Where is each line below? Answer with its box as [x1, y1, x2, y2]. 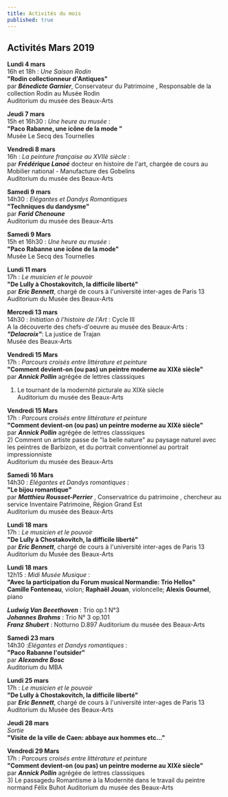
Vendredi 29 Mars [7, 747, 60, 755]
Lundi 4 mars [7, 60, 46, 69]
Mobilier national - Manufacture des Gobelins [7, 167, 135, 175]
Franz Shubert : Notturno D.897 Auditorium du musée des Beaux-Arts [7, 620, 205, 629]
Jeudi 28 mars [7, 719, 49, 728]
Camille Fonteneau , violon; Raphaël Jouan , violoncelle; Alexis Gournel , [7, 585, 212, 593]
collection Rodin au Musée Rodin [7, 89, 100, 98]
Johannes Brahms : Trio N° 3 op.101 [7, 613, 110, 622]
